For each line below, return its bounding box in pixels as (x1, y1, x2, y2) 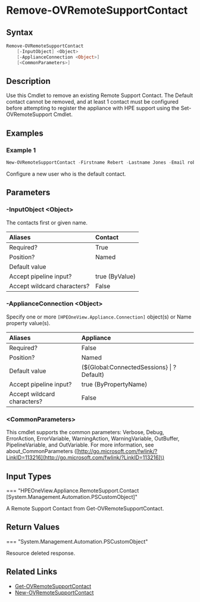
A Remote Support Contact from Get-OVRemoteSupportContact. (6, 504, 164, 512)
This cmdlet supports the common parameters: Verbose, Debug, (6, 429, 165, 436)
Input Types (6, 471, 52, 481)
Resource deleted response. (6, 549, 76, 557)
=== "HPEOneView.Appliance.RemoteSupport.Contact (6, 486, 139, 494)
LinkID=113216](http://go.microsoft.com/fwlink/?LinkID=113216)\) (6, 454, 165, 461)
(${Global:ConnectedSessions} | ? (81, 363, 177, 371)
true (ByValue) (95, 272, 136, 280)
